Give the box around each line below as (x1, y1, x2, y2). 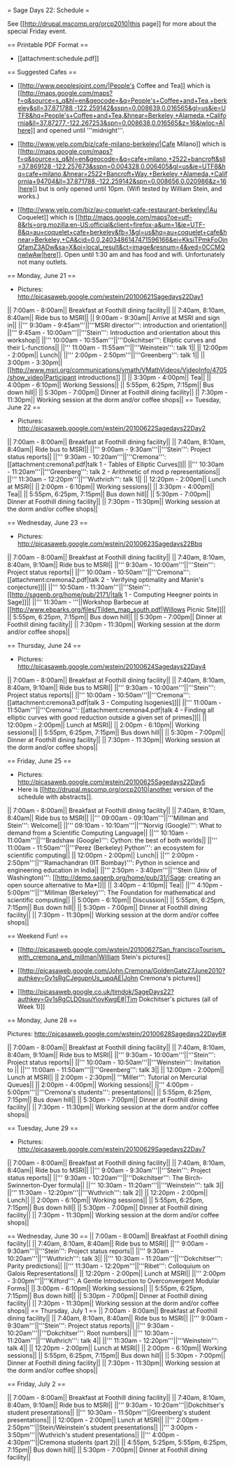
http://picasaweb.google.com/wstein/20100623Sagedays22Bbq (17, 540, 203, 548)
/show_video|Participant (7, 373, 77, 381)
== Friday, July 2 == (7, 1380, 66, 1388)
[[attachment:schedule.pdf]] (17, 54, 99, 62)
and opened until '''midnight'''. (36, 126, 124, 134)
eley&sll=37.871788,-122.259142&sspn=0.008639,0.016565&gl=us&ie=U (17, 104, 226, 112)
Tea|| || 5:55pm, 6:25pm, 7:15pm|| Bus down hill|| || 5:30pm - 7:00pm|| (7, 490, 211, 498)
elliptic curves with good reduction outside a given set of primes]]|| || (7, 713, 207, 722)
